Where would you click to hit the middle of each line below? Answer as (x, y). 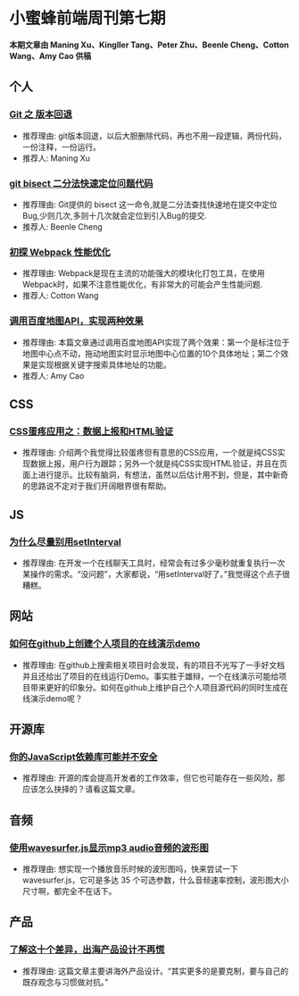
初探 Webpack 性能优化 (60, 252)
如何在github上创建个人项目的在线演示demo (105, 644)
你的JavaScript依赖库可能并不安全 (83, 757)
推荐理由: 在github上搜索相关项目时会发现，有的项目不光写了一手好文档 (154, 665)
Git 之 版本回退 (41, 114)
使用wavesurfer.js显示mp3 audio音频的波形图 (109, 848)
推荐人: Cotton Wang (60, 296)
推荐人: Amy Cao (53, 375)
